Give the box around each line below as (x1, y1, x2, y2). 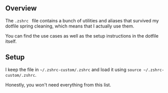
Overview (5, 4, 37, 13)
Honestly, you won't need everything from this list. (5, 81, 111, 88)
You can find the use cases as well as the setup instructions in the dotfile (5, 33, 159, 39)
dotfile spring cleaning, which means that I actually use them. (5, 23, 134, 29)
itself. (5, 38, 17, 44)
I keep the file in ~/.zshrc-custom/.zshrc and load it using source (5, 66, 141, 73)
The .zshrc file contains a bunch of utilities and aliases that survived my (5, 17, 159, 23)
